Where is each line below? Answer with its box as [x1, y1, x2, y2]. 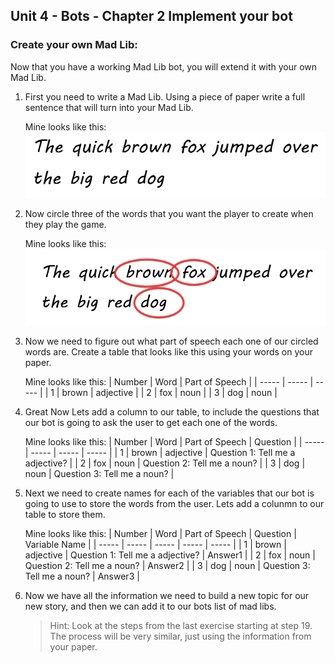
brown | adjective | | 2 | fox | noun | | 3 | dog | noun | [61, 387, 278, 399]
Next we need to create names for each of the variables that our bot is [24, 487, 315, 499]
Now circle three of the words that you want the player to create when [24, 207, 314, 219]
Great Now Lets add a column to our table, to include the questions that [24, 406, 320, 418]
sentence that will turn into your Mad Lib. [24, 101, 194, 113]
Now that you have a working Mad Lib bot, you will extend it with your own [10, 60, 318, 73]
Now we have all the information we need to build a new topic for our [24, 590, 310, 602]
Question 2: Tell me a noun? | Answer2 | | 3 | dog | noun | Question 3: [24, 560, 311, 572]
